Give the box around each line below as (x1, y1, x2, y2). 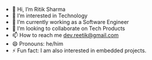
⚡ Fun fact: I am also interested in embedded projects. (11, 47, 147, 54)
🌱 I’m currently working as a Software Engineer (11, 19, 130, 25)
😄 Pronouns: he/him (11, 40, 63, 47)
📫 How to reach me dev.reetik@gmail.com (11, 32, 119, 38)
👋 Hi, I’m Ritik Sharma (11, 6, 66, 13)
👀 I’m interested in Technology (11, 12, 88, 19)
